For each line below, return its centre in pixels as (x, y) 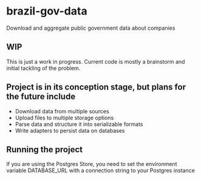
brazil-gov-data (47, 11)
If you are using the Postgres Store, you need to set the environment (92, 164)
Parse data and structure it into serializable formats (79, 124)
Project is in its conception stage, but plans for (96, 87)
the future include (41, 97)
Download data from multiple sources (62, 111)
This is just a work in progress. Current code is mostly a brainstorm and (96, 61)
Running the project (45, 149)
